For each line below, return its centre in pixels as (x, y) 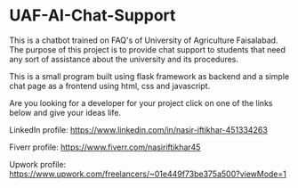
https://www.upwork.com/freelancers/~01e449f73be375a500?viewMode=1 (148, 174)
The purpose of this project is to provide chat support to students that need (148, 49)
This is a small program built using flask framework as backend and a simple (149, 76)
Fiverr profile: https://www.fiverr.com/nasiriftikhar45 (105, 147)
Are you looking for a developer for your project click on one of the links (141, 102)
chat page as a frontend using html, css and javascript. (110, 86)
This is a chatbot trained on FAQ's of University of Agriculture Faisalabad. (144, 40)
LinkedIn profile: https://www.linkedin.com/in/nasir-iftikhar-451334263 (139, 129)
